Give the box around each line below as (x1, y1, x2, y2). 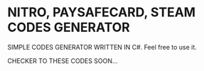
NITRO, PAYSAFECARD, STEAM (7, 4, 196, 21)
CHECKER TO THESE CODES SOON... (7, 56, 118, 65)
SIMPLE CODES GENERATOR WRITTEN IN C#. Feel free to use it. (7, 43, 197, 51)
